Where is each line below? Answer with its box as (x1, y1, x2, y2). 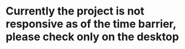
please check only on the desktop (5, 30, 180, 44)
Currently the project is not (5, 4, 145, 18)
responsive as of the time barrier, (5, 17, 177, 31)
